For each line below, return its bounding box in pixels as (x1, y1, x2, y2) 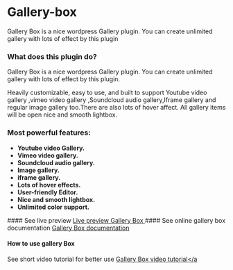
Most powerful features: (7, 128, 92, 137)
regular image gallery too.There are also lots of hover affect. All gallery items (7, 103, 226, 112)
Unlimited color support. (17, 203, 90, 211)
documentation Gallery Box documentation (7, 223, 130, 232)
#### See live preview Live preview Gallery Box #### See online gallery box (7, 216, 226, 224)
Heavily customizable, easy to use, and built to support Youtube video (7, 88, 207, 97)
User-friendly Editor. (17, 188, 78, 196)
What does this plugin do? (7, 51, 97, 61)
